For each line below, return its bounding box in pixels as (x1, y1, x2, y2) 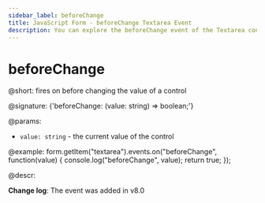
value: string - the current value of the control (19, 131, 174, 142)
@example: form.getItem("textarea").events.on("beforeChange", (8, 147, 218, 157)
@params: (8, 116, 42, 126)
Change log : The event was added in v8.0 (8, 186, 145, 195)
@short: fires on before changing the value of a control (8, 86, 187, 95)
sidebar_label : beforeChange (8, 11, 104, 20)
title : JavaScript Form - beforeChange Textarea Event (8, 19, 192, 27)
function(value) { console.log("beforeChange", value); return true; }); (8, 155, 231, 165)
